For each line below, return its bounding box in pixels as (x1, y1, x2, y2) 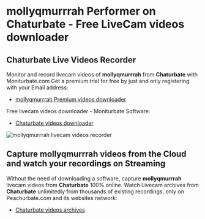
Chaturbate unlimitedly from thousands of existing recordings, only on (6, 188, 185, 195)
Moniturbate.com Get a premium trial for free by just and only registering (6, 78, 190, 84)
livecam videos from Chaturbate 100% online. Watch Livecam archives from (6, 181, 199, 188)
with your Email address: (6, 84, 69, 91)
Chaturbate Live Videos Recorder (6, 54, 136, 65)
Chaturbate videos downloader (15, 119, 94, 127)
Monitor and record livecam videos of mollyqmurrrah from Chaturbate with (6, 71, 198, 78)
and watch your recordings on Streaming (6, 158, 166, 169)
